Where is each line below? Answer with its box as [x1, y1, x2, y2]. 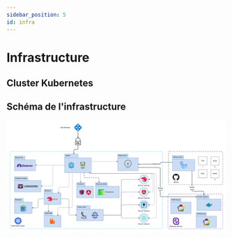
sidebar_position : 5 [6, 11, 67, 18]
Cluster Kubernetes [6, 77, 93, 89]
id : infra [6, 18, 36, 26]
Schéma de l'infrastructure [6, 101, 126, 113]
